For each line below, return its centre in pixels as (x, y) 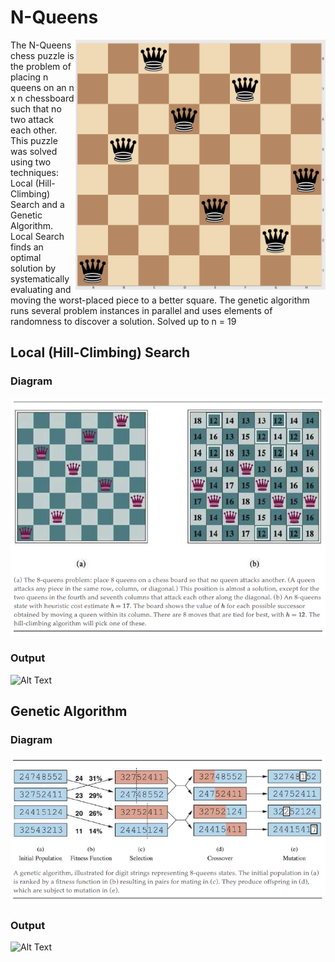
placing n (29, 77)
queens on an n (42, 87)
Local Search (37, 236)
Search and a (37, 204)
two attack (32, 119)
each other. (34, 130)
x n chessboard (42, 98)
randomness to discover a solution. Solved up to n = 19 (123, 321)
